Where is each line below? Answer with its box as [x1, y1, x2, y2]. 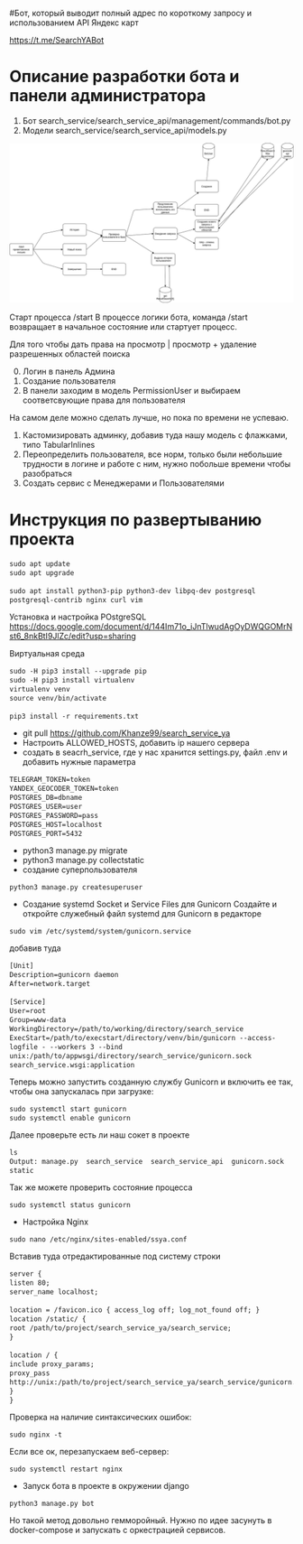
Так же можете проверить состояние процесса [9, 1182, 193, 1193]
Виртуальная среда [9, 648, 86, 659]
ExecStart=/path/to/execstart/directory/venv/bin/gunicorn [9, 1034, 236, 1043]
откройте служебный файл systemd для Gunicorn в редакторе [22, 908, 262, 919]
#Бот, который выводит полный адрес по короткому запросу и [9, 8, 252, 18]
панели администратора [9, 86, 207, 107]
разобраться [22, 469, 72, 479]
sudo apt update [9, 560, 70, 569]
